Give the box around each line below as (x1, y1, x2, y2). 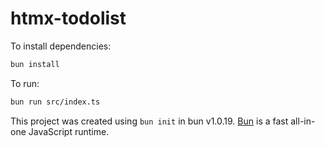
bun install (10, 59, 60, 69)
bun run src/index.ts (10, 97, 101, 107)
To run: (10, 77, 40, 89)
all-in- (290, 115, 316, 127)
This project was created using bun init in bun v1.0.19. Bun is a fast (10, 115, 289, 127)
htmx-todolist (10, 7, 127, 30)
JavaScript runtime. (28, 125, 110, 137)
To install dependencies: (10, 40, 112, 52)
